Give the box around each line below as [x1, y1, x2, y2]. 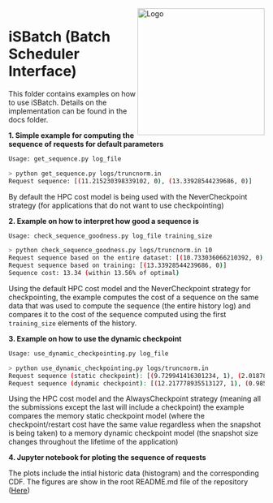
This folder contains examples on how [8, 88, 136, 98]
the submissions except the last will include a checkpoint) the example [8, 402, 245, 412]
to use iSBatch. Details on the [8, 97, 107, 107]
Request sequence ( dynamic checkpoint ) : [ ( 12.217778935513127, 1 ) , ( [8, 379, 249, 388]
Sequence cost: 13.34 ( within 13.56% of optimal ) [8, 269, 180, 277]
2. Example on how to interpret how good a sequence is [8, 216, 199, 226]
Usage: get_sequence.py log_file [8, 154, 122, 163]
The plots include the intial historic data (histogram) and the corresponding [8, 468, 259, 478]
